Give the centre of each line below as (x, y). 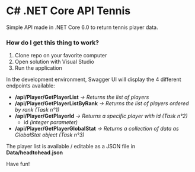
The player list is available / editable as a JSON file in (71, 147)
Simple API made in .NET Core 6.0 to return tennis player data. (82, 27)
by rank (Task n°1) (37, 110)
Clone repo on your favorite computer (61, 56)
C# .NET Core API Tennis (68, 11)
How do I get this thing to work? (53, 43)
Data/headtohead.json (35, 152)
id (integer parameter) (51, 122)
